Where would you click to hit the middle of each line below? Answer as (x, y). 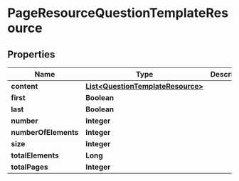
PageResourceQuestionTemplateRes (118, 13)
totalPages (30, 167)
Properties (31, 54)
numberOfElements (45, 132)
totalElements (35, 155)
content (25, 86)
